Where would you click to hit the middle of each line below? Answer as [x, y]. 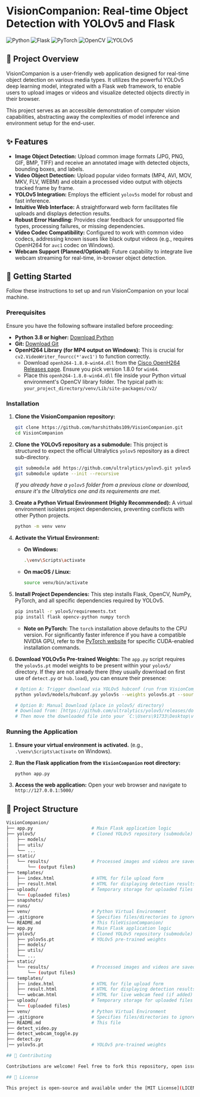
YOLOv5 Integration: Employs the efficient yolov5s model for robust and [104, 194]
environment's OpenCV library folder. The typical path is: [93, 382]
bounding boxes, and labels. [49, 169]
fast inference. [32, 201]
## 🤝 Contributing [29, 1056]
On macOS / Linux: [47, 572]
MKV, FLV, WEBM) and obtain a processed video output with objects [99, 182]
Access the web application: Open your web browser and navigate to [101, 785]
